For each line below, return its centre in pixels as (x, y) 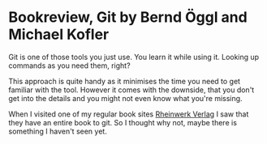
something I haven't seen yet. (58, 131)
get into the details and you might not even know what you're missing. (125, 98)
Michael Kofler (59, 34)
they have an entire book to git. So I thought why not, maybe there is (123, 122)
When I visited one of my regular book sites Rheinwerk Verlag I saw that (129, 114)
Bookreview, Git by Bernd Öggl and (128, 17)
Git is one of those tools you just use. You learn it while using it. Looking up (134, 57)
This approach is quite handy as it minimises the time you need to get (125, 81)
